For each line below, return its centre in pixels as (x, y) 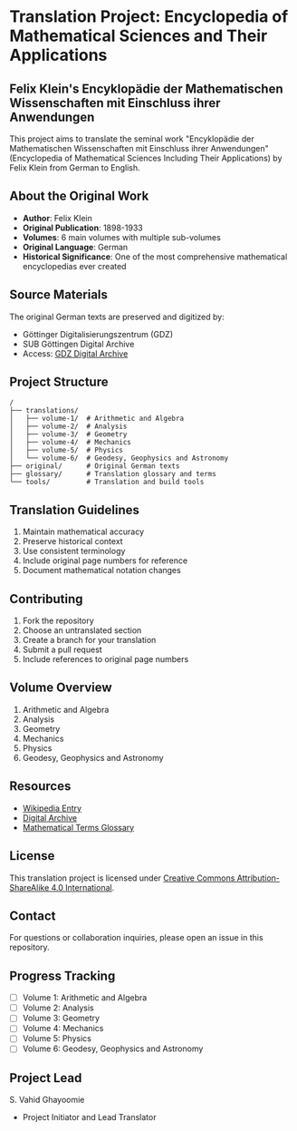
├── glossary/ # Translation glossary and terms (113, 474)
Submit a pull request (62, 649)
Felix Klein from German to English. (75, 168)
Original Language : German (75, 247)
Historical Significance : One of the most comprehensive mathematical (155, 257)
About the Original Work (79, 196)
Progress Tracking (62, 975)
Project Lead (46, 1078)
